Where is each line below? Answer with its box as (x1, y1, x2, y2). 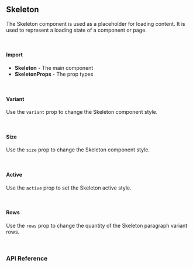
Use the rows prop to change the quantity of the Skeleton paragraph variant (6, 222, 188, 229)
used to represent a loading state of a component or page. (6, 26, 147, 33)
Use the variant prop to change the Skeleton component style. (6, 109, 158, 116)
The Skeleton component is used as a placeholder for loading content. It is (6, 20, 185, 27)
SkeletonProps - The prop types (14, 70, 94, 78)
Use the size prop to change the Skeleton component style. (6, 146, 150, 153)
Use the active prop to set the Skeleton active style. (6, 184, 132, 191)
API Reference (6, 254, 48, 262)
